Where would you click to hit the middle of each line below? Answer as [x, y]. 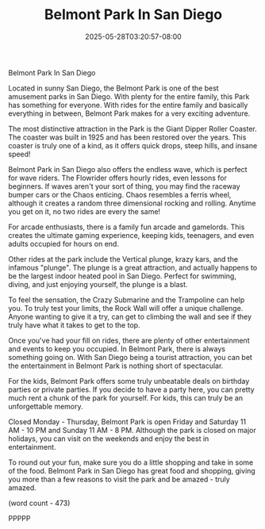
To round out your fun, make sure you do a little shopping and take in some [131, 462]
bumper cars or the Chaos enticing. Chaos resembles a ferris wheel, [120, 194]
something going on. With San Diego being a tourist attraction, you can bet [130, 357]
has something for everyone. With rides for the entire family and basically [128, 105]
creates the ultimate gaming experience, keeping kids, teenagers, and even [131, 235]
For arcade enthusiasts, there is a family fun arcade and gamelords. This [127, 227]
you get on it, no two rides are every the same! [84, 211]
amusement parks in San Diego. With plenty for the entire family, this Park [129, 96]
